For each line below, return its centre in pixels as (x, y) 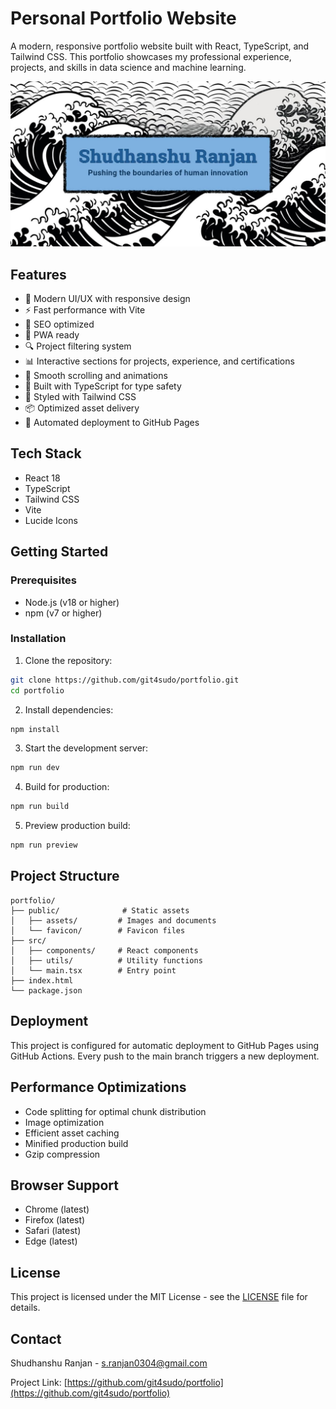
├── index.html (42, 980)
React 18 (42, 478)
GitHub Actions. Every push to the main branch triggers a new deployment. (165, 1056)
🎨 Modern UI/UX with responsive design (107, 299)
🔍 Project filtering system (78, 346)
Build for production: (67, 787)
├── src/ (28, 940)
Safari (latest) (53, 1231)
